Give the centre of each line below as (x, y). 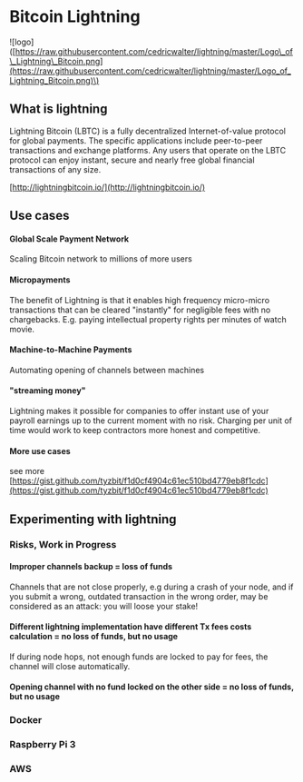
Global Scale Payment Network (69, 239)
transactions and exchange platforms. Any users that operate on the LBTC (148, 150)
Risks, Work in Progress (63, 545)
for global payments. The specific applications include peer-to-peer (136, 140)
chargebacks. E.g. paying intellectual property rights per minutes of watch (148, 319)
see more (27, 471)
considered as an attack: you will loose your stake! (104, 606)
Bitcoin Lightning (75, 17)
